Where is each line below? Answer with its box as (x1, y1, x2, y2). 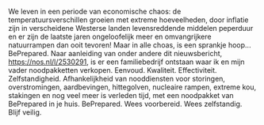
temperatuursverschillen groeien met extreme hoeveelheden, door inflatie (8, 15, 249, 25)
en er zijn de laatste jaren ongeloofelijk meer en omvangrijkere (8, 32, 212, 41)
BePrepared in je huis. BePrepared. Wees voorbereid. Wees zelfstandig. (8, 99, 243, 108)
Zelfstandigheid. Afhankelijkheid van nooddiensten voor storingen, (8, 74, 226, 83)
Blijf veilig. (8, 108, 42, 117)
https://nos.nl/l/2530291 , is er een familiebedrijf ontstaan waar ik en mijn (8, 57, 245, 66)
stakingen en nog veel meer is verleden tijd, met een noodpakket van (8, 91, 234, 100)
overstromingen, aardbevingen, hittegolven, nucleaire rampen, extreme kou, (8, 82, 257, 92)
